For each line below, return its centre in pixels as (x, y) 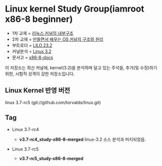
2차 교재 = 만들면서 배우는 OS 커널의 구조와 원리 (58, 39)
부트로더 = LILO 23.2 (32, 45)
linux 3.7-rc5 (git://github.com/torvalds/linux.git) (53, 102)
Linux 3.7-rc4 (25, 129)
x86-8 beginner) (39, 19)
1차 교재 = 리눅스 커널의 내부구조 (43, 33)
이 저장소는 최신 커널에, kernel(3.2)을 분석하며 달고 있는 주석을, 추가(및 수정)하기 (81, 68)
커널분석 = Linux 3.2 (32, 51)
